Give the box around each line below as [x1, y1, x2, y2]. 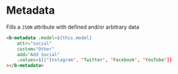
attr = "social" [17, 40, 52, 47]
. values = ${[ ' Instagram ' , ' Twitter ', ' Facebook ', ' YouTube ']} [17, 57, 173, 63]
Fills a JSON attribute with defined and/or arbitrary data [6, 23, 139, 30]
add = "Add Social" [17, 51, 60, 57]
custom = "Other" [17, 46, 55, 52]
